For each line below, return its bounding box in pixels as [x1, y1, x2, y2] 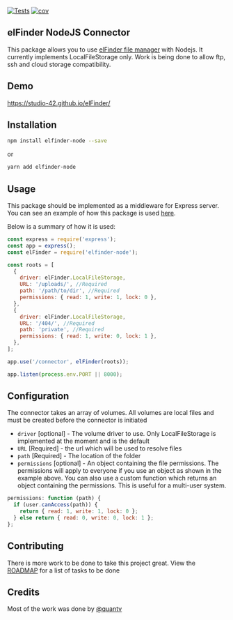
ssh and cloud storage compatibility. [7, 60, 111, 68]
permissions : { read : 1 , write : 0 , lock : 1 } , [19, 333, 157, 340]
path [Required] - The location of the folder [17, 452, 141, 460]
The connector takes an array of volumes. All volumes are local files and [7, 409, 214, 417]
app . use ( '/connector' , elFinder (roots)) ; [7, 358, 129, 365]
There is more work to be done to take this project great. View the [7, 559, 196, 567]
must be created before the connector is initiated [7, 416, 147, 425]
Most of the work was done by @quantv [7, 605, 122, 613]
